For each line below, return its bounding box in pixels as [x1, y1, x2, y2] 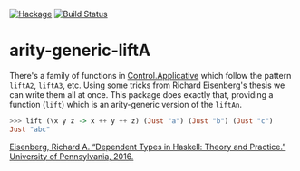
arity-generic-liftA [9, 41, 151, 61]
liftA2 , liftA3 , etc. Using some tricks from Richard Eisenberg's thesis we [9, 80, 285, 90]
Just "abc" [9, 125, 51, 134]
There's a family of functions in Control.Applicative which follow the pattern [9, 70, 292, 81]
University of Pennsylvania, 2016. [9, 150, 134, 162]
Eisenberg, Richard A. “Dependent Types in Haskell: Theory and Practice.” [9, 141, 286, 152]
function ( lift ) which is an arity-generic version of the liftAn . [9, 99, 243, 109]
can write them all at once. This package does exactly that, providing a [9, 89, 274, 100]
